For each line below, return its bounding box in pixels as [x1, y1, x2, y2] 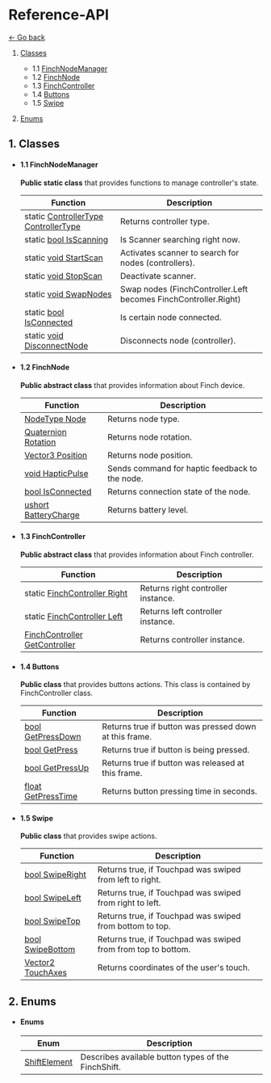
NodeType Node [23, 413, 86, 424]
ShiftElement [23, 1056, 73, 1068]
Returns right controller [140, 582, 228, 593]
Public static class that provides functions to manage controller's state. [19, 178, 259, 188]
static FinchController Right [23, 588, 127, 599]
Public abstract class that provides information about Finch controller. [19, 550, 254, 559]
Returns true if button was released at [102, 757, 244, 769]
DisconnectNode [23, 339, 89, 351]
